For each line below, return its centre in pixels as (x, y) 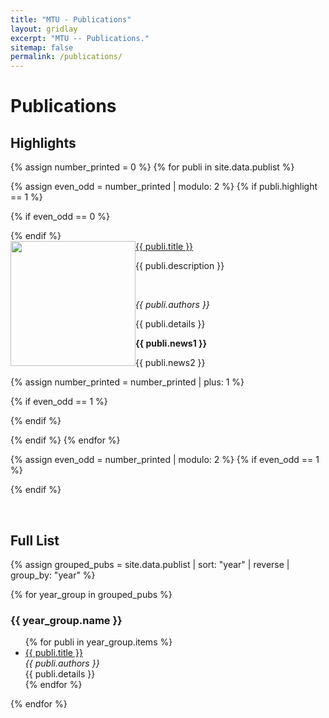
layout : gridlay (44, 29)
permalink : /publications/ (66, 57)
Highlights (43, 142)
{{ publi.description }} (180, 266)
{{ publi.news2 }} (170, 363)
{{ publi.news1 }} (171, 343)
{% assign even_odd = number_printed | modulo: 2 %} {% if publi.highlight (164, 187)
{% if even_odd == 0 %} (60, 217)
